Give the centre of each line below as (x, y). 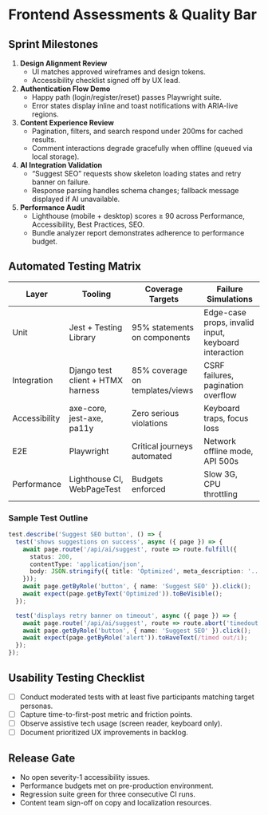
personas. (36, 706)
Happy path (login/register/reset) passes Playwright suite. (126, 97)
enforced (148, 489)
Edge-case (225, 312)
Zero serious (155, 413)
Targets (164, 299)
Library (82, 337)
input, (215, 332)
